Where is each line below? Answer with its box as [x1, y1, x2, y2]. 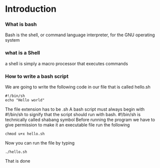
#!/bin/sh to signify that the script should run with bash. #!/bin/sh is [5, 112, 141, 118]
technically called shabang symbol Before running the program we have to [5, 117, 155, 123]
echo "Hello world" [5, 98, 45, 103]
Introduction [5, 3, 57, 15]
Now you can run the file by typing [5, 140, 75, 146]
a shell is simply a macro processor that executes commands [5, 60, 128, 67]
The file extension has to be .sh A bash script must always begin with [5, 106, 145, 112]
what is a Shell [5, 49, 40, 56]
